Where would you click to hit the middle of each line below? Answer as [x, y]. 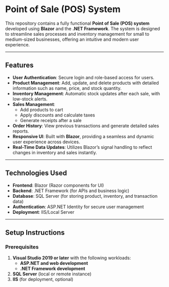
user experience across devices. [46, 142]
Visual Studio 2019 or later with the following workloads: [72, 258]
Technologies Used [36, 173]
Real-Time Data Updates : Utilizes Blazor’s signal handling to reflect [82, 147]
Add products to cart [41, 109]
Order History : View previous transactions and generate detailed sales [86, 126]
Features [19, 65]
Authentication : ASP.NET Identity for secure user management [78, 207]
